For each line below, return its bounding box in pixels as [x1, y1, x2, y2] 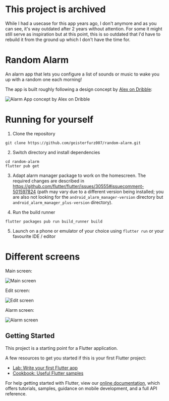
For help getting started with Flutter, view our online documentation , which [5, 380, 160, 386]
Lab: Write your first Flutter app [12, 364, 78, 371]
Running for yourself [5, 114, 94, 125]
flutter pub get [5, 163, 39, 168]
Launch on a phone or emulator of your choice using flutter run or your [12, 228, 164, 234]
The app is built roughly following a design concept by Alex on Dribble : [5, 86, 152, 92]
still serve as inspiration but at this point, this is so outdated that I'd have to [5, 31, 160, 37]
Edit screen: [5, 287, 30, 294]
